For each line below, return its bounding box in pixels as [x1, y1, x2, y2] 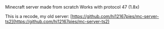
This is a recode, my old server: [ [5, 14, 73, 19]
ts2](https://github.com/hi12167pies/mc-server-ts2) [5, 19, 110, 24]
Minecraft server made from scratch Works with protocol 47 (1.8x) [5, 4, 140, 10]
